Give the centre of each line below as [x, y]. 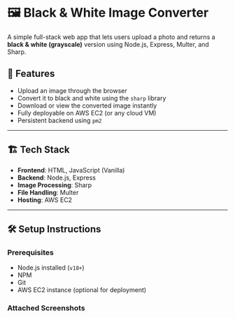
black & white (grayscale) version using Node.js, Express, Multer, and [108, 44]
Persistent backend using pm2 [59, 120]
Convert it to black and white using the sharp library [92, 98]
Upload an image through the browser [72, 90]
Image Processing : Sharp [55, 185]
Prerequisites [30, 252]
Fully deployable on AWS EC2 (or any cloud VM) [87, 113]
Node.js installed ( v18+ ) [51, 268]
